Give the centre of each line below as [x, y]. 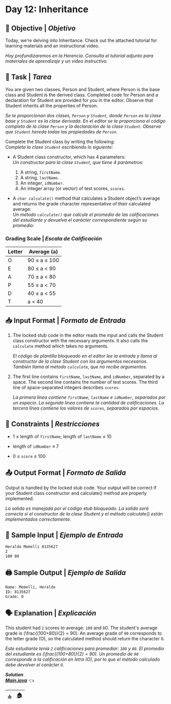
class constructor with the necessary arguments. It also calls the [80, 340]
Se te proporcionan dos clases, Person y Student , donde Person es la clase [83, 115]
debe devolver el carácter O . [35, 665]
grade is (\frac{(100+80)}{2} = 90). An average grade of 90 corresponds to [83, 633]
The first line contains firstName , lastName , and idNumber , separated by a [89, 376]
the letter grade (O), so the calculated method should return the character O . [85, 639]
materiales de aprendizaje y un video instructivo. [56, 61]
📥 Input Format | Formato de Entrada [65, 320]
